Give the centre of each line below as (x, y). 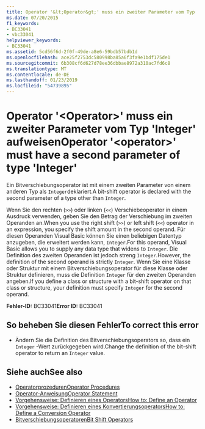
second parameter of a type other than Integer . (66, 198)
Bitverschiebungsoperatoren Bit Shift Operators (74, 419)
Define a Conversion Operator (53, 413)
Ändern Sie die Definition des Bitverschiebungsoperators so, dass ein (103, 340)
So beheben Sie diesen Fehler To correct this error (103, 325)
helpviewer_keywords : (34, 40)
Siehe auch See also (45, 372)
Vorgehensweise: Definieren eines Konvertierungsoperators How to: (100, 406)
